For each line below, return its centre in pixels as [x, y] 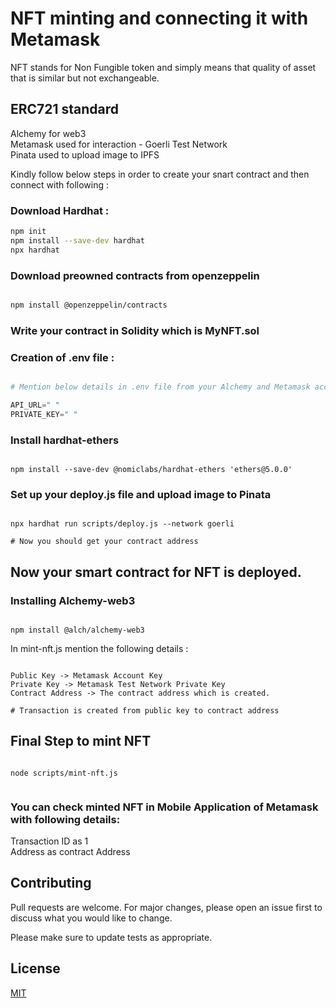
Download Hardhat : [60, 210]
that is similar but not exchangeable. [85, 78]
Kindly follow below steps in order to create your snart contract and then [160, 174]
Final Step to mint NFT [81, 741]
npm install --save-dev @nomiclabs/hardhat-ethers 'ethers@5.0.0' [151, 469]
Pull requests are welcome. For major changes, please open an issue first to [166, 907]
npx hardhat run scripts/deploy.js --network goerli [122, 524]
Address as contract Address [70, 852]
